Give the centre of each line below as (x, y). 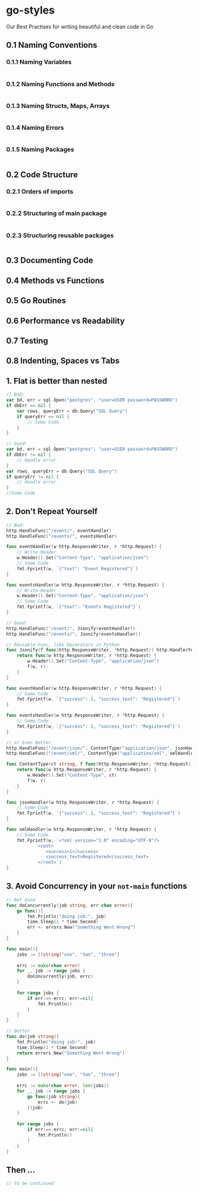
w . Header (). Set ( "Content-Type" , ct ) (72, 775)
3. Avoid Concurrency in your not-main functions (97, 886)
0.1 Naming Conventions (52, 45)
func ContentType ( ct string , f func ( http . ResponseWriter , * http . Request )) (100, 764)
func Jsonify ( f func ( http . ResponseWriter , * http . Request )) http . (88, 650)
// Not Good (21, 900)
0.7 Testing (27, 341)
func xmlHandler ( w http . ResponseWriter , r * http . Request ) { (82, 830)
